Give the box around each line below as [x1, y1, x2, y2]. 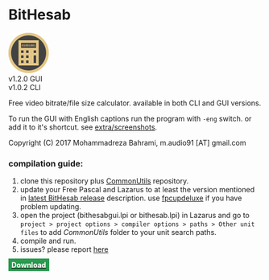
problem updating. [19, 202, 82, 212]
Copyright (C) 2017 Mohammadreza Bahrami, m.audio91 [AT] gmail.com [8, 138, 246, 147]
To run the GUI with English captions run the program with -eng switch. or [8, 113, 252, 123]
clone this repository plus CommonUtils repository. [19, 176, 189, 186]
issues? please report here [19, 245, 109, 254]
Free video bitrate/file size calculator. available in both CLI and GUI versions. [8, 98, 262, 108]
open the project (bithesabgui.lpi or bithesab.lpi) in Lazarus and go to [19, 211, 250, 220]
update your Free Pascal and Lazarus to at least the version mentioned [19, 185, 255, 195]
